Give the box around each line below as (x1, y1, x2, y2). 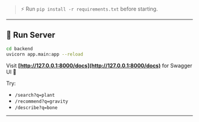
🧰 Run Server (6, 30, 56, 40)
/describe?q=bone (14, 104, 58, 111)
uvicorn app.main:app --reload (6, 51, 84, 57)
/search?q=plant (14, 92, 55, 98)
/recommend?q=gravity (14, 98, 68, 104)
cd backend (6, 45, 33, 52)
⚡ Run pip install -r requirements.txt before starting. (20, 5, 158, 12)
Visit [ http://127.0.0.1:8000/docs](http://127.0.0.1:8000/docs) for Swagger (6, 62, 192, 69)
